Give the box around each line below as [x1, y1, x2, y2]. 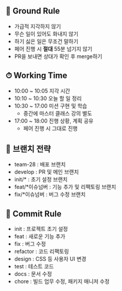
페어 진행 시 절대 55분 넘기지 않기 [14, 45, 93, 52]
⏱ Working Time [5, 70, 68, 81]
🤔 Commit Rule [5, 208, 62, 219]
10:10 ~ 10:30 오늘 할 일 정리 [14, 94, 82, 102]
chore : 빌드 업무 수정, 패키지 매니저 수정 [14, 278, 110, 285]
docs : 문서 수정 [14, 271, 52, 278]
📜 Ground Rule [5, 6, 60, 16]
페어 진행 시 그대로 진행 [23, 124, 78, 132]
